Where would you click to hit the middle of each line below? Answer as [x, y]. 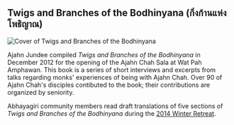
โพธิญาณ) [25, 24]
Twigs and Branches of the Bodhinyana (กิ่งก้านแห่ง [117, 13]
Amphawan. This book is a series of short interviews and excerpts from [112, 70]
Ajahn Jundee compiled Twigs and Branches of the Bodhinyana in [104, 54]
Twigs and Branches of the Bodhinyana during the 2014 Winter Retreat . [112, 113]
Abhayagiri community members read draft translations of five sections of [115, 106]
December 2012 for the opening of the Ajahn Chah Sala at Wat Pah [105, 62]
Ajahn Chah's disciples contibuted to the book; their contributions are [109, 85]
